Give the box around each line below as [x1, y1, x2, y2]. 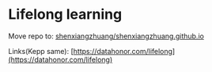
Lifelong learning [8, 5, 123, 23]
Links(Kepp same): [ [8, 46, 74, 56]
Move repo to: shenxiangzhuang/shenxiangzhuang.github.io [8, 31, 204, 41]
